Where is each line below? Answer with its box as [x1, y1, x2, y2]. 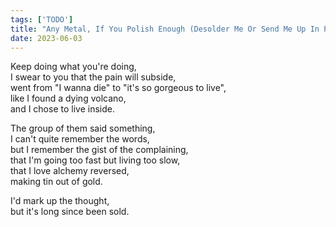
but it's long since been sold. [10, 206, 130, 218]
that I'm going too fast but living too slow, [10, 154, 181, 166]
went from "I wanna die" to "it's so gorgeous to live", [10, 82, 227, 94]
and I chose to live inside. [10, 103, 115, 115]
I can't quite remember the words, [10, 133, 150, 145]
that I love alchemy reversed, [10, 165, 130, 177]
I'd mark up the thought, [10, 195, 110, 207]
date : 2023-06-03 [10, 33, 83, 43]
